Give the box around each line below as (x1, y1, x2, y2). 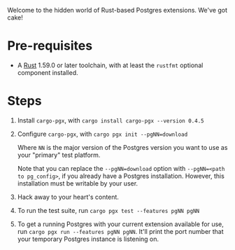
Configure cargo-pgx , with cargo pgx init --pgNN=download (17, 130, 188, 138)
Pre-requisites (7, 38, 93, 54)
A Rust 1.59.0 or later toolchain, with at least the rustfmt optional (17, 61, 204, 69)
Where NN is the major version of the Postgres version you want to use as (17, 143, 228, 151)
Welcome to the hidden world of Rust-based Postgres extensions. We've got (7, 6, 228, 14)
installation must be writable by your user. (17, 179, 138, 188)
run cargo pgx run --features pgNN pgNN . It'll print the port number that (17, 227, 224, 235)
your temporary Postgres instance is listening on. (17, 235, 159, 243)
